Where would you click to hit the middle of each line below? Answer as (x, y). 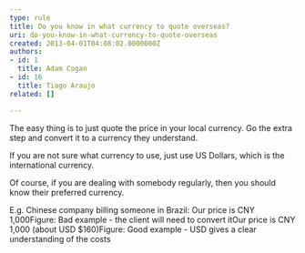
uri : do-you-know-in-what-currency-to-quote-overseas (114, 35)
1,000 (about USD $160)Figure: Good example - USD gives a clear (133, 229)
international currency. (51, 165)
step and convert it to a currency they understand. (104, 137)
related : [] (32, 94)
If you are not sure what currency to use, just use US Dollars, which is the (147, 155)
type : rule (30, 18)
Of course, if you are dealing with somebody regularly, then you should (142, 182)
